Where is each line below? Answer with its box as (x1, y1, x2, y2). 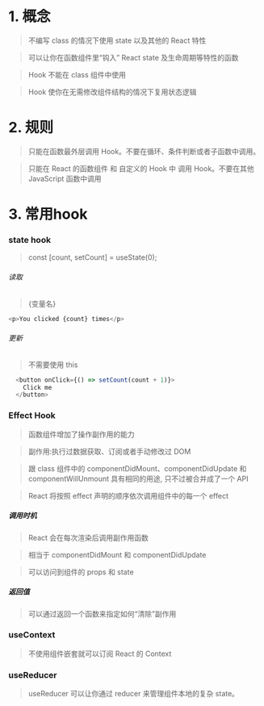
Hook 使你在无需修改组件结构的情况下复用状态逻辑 (27, 86, 197, 97)
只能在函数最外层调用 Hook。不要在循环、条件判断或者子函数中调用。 (27, 146, 261, 156)
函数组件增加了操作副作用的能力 (27, 429, 135, 439)
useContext (8, 629, 56, 641)
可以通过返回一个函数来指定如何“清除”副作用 (27, 608, 177, 618)
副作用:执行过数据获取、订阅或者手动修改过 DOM (27, 446, 191, 456)
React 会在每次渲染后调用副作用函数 (27, 533, 149, 542)
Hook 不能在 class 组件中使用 (27, 69, 127, 79)
